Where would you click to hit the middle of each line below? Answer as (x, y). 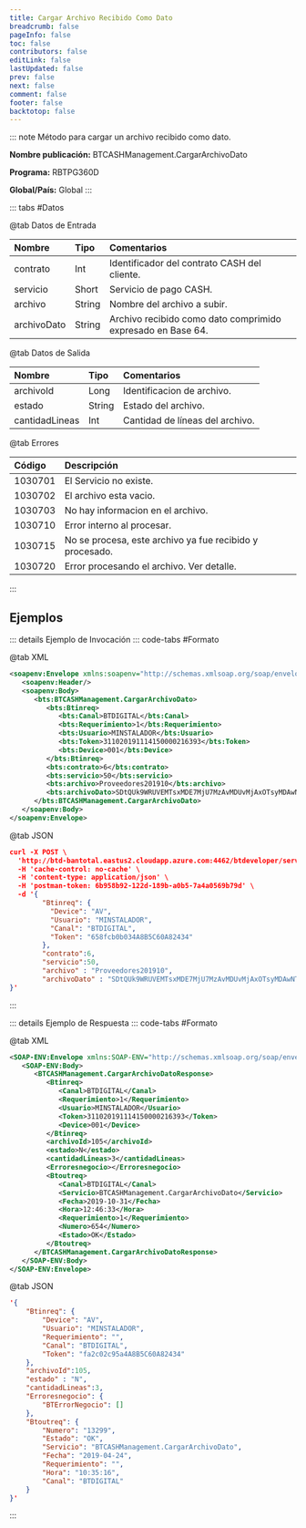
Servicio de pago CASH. (161, 290)
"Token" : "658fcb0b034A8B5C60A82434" (122, 937)
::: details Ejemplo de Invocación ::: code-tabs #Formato (114, 640)
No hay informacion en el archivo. (136, 511)
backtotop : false (42, 111)
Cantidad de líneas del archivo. (189, 420)
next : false (32, 86)
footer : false (36, 103)
